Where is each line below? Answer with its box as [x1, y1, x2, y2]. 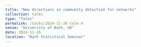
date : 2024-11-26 [5, 30, 41, 35]
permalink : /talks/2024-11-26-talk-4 [5, 21, 83, 26]
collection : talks [5, 12, 43, 17]
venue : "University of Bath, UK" [5, 25, 74, 30]
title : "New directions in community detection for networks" [5, 7, 137, 12]
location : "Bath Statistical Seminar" [5, 35, 85, 40]
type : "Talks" [5, 16, 35, 21]
